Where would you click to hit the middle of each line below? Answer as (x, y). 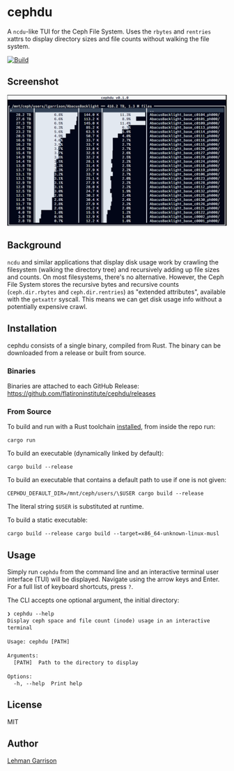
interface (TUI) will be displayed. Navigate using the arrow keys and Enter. (114, 579)
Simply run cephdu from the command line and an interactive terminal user (113, 572)
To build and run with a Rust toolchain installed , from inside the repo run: (111, 427)
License (25, 705)
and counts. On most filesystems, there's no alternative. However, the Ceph (116, 277)
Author (23, 744)
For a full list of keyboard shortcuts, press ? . (70, 587)
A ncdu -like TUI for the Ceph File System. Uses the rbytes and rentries (109, 31)
